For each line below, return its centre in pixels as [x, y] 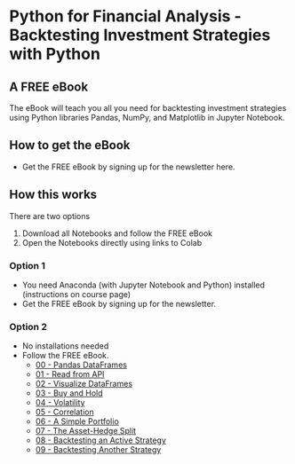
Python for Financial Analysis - [125, 16]
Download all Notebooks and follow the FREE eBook [117, 233]
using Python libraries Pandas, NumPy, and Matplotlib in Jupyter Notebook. [147, 118]
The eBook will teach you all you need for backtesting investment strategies [148, 108]
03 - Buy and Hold [69, 393]
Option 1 [28, 265]
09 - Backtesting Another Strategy [98, 450]
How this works [53, 195]
